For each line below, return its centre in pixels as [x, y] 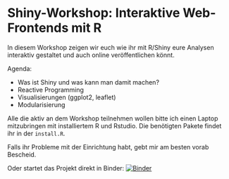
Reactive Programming [51, 89]
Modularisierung [41, 104]
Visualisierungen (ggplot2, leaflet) [67, 97]
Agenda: [20, 68]
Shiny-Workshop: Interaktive [94, 13]
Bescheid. [22, 154]
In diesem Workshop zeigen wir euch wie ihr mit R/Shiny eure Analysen [111, 47]
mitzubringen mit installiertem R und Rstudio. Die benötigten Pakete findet [114, 125]
